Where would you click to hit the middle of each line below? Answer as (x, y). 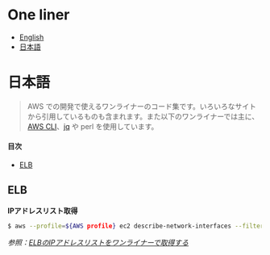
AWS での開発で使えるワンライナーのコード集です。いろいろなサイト (142, 106)
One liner (39, 15)
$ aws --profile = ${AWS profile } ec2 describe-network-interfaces (119, 226)
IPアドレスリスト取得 (43, 211)
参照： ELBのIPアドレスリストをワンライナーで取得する (98, 242)
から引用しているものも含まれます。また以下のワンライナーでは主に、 (143, 116)
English (31, 37)
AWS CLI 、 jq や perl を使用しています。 (93, 126)
